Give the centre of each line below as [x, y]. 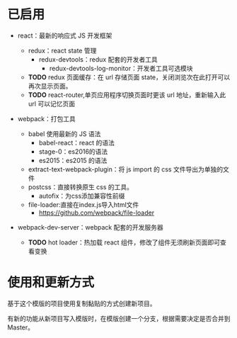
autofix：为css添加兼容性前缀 [82, 196]
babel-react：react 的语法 [77, 142]
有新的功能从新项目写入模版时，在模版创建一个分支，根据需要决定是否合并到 [119, 318]
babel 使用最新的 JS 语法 [64, 134]
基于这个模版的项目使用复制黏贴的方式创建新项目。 [82, 303]
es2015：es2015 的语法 [73, 160]
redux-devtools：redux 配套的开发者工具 [98, 59]
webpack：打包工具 [46, 118]
